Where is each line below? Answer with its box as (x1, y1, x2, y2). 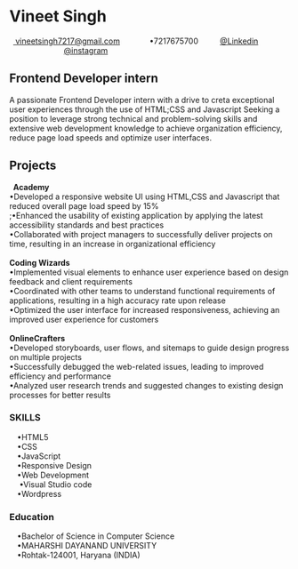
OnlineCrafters (9, 333, 66, 343)
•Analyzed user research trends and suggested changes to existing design (9, 380, 284, 390)
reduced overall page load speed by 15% (9, 200, 159, 211)
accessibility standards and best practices (9, 220, 165, 230)
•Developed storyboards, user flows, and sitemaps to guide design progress (9, 342, 290, 353)
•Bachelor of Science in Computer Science (17, 531, 175, 541)
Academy (12, 181, 50, 192)
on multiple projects (9, 351, 83, 362)
